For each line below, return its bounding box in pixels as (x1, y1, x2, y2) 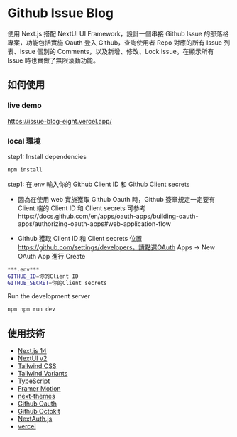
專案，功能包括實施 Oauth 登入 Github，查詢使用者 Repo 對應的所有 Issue (7, 38, 222, 47)
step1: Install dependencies (7, 152, 87, 161)
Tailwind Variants (17, 369, 68, 378)
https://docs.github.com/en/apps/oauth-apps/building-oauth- (17, 212, 199, 220)
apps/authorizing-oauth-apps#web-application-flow (17, 219, 172, 228)
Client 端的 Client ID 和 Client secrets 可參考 (17, 204, 146, 212)
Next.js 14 (17, 347, 48, 355)
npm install (7, 166, 43, 173)
